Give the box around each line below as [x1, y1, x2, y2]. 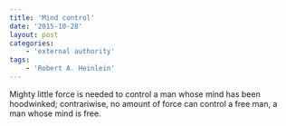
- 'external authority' [25, 47, 116, 56]
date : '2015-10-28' [9, 22, 83, 31]
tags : [9, 55, 30, 64]
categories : [9, 38, 54, 48]
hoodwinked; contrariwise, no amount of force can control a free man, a [9, 98, 278, 109]
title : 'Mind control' [9, 13, 95, 23]
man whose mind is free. [9, 108, 101, 119]
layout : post [9, 30, 59, 39]
